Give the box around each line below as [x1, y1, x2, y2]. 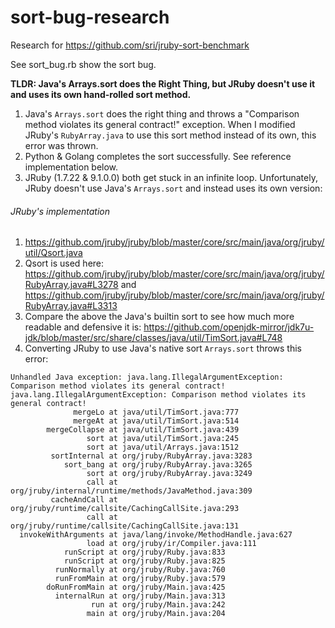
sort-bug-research [10, 6, 170, 29]
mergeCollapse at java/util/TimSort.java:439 [46, 425, 240, 435]
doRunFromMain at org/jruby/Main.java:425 [46, 582, 226, 593]
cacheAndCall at [50, 495, 118, 505]
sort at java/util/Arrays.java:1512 [86, 442, 240, 453]
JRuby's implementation [10, 205, 110, 217]
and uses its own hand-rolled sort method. [10, 88, 192, 100]
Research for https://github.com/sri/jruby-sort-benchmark [10, 39, 250, 51]
